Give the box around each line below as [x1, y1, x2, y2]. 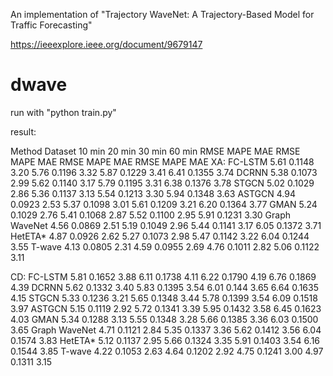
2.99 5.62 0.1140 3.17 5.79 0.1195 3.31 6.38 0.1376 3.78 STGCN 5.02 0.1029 [10, 177, 315, 189]
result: [10, 125, 37, 138]
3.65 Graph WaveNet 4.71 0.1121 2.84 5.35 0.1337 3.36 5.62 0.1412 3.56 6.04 [10, 324, 322, 336]
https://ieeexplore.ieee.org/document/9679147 [10, 39, 203, 50]
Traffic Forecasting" [10, 19, 93, 31]
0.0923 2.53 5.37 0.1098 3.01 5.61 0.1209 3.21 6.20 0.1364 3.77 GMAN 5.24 [10, 198, 318, 210]
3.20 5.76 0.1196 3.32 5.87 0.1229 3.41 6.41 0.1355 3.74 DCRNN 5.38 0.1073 [10, 166, 318, 178]
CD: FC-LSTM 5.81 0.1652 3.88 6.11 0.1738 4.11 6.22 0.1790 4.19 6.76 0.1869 [10, 270, 317, 283]
